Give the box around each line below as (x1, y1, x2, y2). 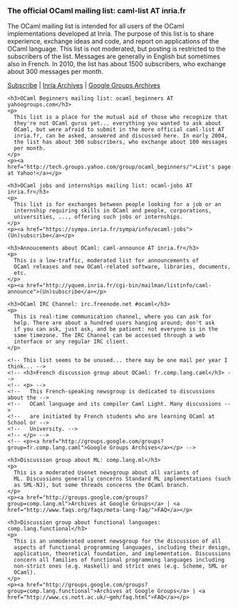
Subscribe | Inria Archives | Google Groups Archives (7, 81, 160, 90)
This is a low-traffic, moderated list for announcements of (14, 257, 200, 264)
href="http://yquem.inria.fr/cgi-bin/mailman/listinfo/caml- (26, 282, 212, 289)
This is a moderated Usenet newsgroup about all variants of (14, 469, 200, 476)
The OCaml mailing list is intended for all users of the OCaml (7, 22, 185, 31)
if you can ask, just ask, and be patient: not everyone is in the (14, 326, 219, 333)
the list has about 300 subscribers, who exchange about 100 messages (14, 138, 228, 146)
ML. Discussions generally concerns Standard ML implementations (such (14, 475, 232, 483)
